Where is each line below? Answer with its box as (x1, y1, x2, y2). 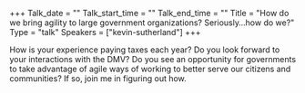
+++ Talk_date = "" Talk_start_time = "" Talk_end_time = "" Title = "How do (9, 8, 290, 18)
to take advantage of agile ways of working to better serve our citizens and (9, 63, 291, 74)
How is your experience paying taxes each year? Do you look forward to (9, 44, 280, 55)
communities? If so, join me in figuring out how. (9, 73, 187, 84)
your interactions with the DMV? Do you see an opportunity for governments (9, 54, 297, 64)
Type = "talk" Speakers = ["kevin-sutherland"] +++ (9, 27, 201, 37)
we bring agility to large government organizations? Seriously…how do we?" (9, 17, 295, 28)
